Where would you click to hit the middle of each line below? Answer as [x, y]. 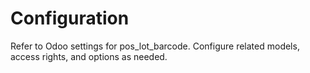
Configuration [70, 18]
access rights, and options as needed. [89, 56]
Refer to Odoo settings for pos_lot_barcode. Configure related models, [155, 46]
